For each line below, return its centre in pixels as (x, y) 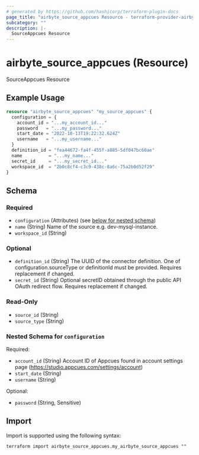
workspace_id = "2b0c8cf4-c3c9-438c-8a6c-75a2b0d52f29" (83, 166)
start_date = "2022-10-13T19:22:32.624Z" (68, 134)
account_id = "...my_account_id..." (62, 123)
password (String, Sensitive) (48, 402)
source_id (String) (37, 315)
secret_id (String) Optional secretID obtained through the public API (98, 280)
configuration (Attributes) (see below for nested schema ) (85, 220)
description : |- (26, 28)
